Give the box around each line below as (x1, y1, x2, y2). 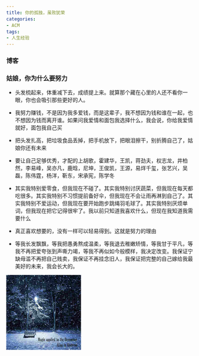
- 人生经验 (6, 35, 30, 41)
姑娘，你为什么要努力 (6, 74, 68, 82)
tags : (6, 29, 20, 35)
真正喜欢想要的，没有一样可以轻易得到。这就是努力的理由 (14, 228, 157, 235)
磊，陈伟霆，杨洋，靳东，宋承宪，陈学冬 (14, 172, 115, 179)
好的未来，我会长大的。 (20, 263, 78, 270)
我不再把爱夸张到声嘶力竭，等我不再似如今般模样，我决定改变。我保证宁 (14, 248, 193, 255)
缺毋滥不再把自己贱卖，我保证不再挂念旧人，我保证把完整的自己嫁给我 (14, 255, 188, 263)
